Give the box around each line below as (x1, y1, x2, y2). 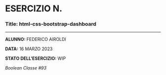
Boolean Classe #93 (5, 65, 47, 71)
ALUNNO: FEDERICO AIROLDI (5, 37, 67, 42)
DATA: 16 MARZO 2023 (5, 46, 53, 52)
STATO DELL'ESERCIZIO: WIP (5, 55, 66, 62)
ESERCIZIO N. (5, 3, 63, 14)
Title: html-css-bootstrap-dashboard (5, 21, 96, 28)
